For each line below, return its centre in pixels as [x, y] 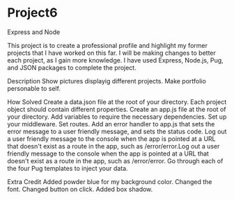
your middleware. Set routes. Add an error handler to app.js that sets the [111, 124]
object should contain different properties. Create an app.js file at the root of [117, 109]
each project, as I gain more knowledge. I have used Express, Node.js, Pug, [116, 60]
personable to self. [34, 88]
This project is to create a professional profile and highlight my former [107, 45]
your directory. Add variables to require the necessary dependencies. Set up [117, 117]
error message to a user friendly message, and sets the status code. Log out [117, 131]
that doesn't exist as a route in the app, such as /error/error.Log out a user [114, 146]
